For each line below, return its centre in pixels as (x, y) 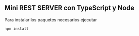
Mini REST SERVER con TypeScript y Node (69, 8)
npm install (16, 29)
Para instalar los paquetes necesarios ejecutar (51, 19)
